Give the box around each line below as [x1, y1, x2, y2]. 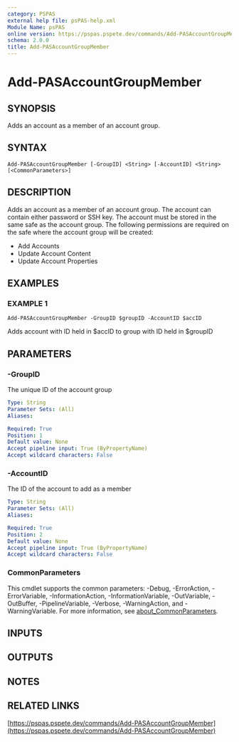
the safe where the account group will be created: [7, 228, 154, 236]
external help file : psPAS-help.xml [7, 17, 116, 24]
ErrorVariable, [7, 591, 48, 600]
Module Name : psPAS [7, 23, 65, 31]
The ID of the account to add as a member [7, 484, 132, 493]
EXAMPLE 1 [7, 298, 48, 308]
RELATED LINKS [7, 700, 80, 712]
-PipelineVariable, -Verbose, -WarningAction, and [38, 599, 184, 608]
